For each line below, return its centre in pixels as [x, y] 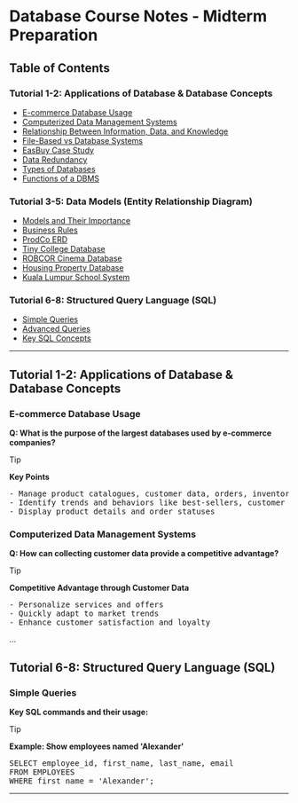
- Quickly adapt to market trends [84, 614]
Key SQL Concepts [56, 338]
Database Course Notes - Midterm [138, 16]
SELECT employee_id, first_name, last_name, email [122, 764]
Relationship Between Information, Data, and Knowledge [125, 131]
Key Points [30, 477]
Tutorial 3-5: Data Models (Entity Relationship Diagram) [131, 201]
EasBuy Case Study [58, 150]
